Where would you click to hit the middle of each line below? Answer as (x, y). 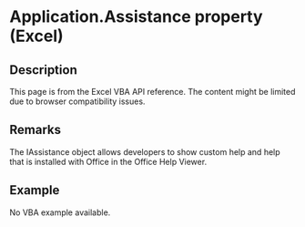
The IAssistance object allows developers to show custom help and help (145, 151)
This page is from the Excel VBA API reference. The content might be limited (152, 92)
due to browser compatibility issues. (77, 101)
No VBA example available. (60, 212)
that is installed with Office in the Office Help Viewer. (108, 161)
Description (43, 70)
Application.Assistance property (136, 17)
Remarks (36, 130)
